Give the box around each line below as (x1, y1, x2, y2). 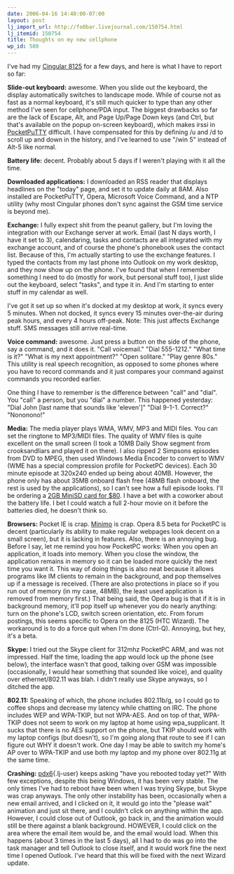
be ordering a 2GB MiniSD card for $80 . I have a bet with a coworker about (7, 492, 223, 499)
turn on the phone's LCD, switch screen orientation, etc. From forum (7, 610, 204, 617)
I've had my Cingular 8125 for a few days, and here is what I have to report (7, 62, 222, 70)
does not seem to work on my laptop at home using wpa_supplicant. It (22, 718, 226, 727)
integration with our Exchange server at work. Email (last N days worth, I (7, 229, 216, 236)
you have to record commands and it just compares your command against (7, 368, 224, 375)
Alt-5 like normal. (7, 143, 57, 151)
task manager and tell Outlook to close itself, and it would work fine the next (7, 844, 226, 852)
